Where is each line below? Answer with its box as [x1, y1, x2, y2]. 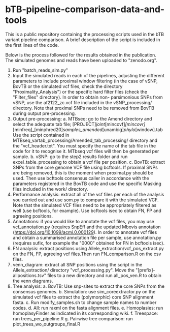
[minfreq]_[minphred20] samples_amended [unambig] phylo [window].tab [12, 126, 163, 133]
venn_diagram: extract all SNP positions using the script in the [12, 261, 143, 267]
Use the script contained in [12, 132, 70, 138]
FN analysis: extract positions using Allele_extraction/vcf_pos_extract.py [12, 245, 164, 251]
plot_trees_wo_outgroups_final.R [12, 321, 80, 327]
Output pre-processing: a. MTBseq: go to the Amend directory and [12, 115, 152, 122]
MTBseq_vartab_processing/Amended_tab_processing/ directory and [12, 137, 158, 143]
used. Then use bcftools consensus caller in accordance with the [12, 175, 149, 181]
